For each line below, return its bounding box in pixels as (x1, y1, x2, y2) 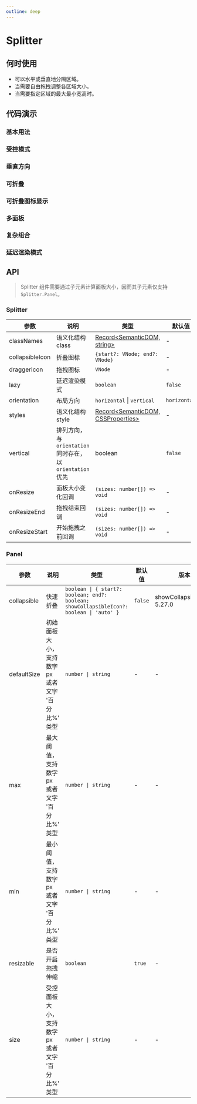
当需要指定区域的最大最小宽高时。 (14, 90, 97, 97)
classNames (9, 336, 43, 345)
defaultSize (9, 670, 40, 678)
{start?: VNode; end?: (95, 351, 158, 357)
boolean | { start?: (65, 585, 123, 592)
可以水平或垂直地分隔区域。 (14, 75, 82, 82)
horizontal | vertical (95, 396, 155, 404)
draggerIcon (9, 365, 43, 373)
